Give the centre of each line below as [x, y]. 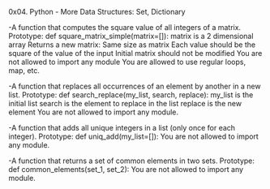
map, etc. [24, 71]
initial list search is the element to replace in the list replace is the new [125, 103]
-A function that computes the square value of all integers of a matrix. [125, 27]
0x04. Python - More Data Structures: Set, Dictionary [97, 12]
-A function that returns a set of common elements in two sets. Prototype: [132, 161]
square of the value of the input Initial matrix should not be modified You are [135, 53]
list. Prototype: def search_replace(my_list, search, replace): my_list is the [131, 95]
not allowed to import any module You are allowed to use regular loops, [127, 62]
